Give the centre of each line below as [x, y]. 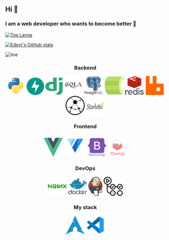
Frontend [85, 126]
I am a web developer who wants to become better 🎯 [71, 24]
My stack [85, 207]
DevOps [85, 168]
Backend [85, 67]
